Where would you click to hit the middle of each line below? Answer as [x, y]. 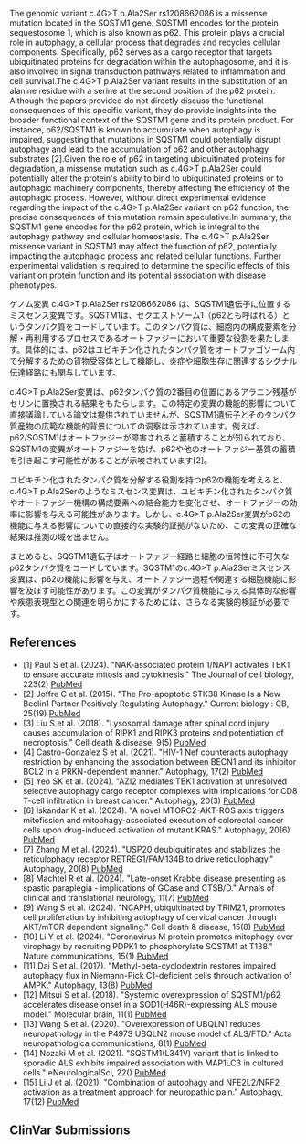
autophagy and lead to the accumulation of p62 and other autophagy [139, 149]
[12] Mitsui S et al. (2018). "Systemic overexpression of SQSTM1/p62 [152, 994]
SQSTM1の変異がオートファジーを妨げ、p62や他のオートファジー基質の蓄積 [153, 449]
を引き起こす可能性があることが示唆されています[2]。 [111, 460]
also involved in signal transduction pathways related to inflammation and [148, 71]
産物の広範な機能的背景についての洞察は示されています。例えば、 [141, 426]
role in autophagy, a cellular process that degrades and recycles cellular [145, 42]
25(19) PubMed [52, 713]
